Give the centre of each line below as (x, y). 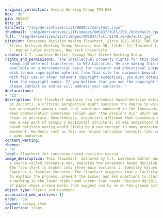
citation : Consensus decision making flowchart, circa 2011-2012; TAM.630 (82, 41)
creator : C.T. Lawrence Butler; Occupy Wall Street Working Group (73, 55)
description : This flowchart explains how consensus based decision (76, 100)
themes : (13, 145)
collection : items (24, 208)
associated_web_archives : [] (34, 195)
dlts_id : (14, 23)
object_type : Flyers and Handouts (40, 190)
